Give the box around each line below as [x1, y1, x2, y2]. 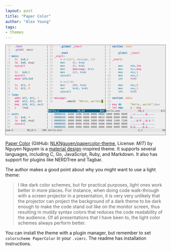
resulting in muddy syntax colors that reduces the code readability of [17, 209, 163, 215]
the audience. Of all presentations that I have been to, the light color [17, 214, 160, 220]
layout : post [5, 8, 33, 13]
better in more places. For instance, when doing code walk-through [17, 187, 159, 193]
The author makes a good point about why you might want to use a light [5, 166, 156, 172]
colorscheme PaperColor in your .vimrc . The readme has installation [5, 235, 147, 241]
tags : [5, 25, 17, 30]
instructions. [5, 240, 32, 246]
